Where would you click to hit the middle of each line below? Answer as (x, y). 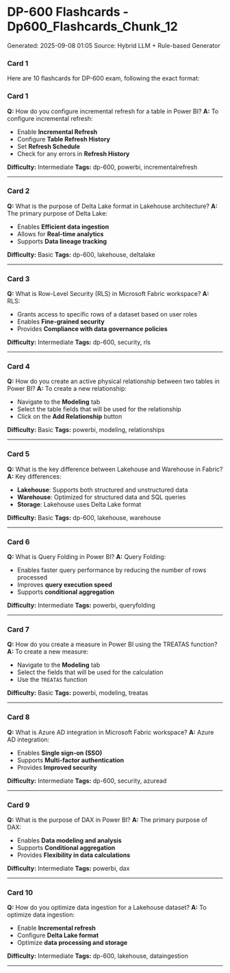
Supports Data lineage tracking (62, 241)
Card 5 (18, 454)
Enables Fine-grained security (61, 322)
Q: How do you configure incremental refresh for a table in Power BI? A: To (113, 111)
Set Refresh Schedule (49, 146)
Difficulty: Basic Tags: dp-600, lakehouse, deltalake (81, 254)
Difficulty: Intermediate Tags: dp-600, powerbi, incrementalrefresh (102, 167)
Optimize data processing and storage (72, 943)
